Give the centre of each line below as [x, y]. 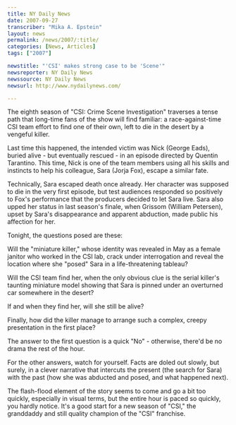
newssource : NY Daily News [47, 79]
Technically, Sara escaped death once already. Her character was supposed [118, 184]
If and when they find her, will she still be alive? [76, 306]
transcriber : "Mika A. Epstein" [55, 27]
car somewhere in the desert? [51, 293]
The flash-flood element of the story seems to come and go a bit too [107, 391]
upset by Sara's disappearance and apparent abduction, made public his [113, 214]
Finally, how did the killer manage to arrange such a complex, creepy [107, 320]
